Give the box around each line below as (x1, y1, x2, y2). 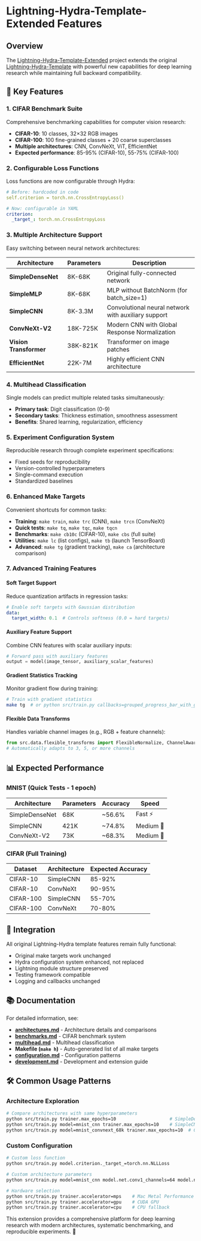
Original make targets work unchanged (14, 952, 111, 959)
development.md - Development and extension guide (14, 1058, 148, 1065)
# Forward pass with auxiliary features (6, 653, 109, 659)
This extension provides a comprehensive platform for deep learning (6, 1215, 175, 1222)
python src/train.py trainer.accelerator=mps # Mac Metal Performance (6, 1193, 194, 1199)
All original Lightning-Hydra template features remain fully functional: (6, 940, 176, 948)
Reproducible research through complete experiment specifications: (6, 447, 175, 454)
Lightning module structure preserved (14, 964, 109, 971)
